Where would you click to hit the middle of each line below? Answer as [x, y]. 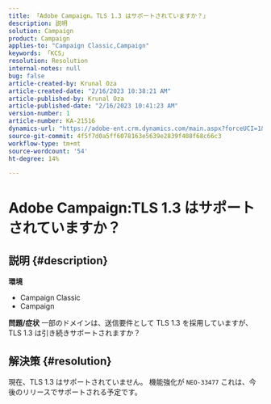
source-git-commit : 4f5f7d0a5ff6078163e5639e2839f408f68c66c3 [115, 136]
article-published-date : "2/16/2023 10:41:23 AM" [94, 106]
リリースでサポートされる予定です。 [82, 392]
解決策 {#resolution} [60, 361]
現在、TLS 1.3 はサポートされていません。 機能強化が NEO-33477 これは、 [129, 382]
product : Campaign [39, 38]
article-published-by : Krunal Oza [67, 99]
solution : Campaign [41, 31]
